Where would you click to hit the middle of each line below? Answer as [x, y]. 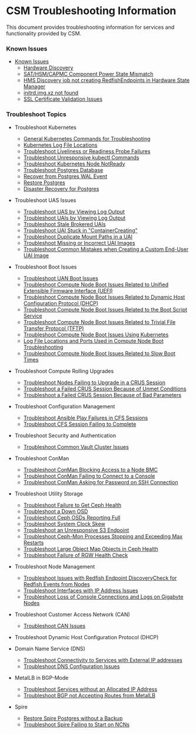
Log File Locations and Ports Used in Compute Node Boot [93, 340]
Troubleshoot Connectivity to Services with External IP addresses [103, 660]
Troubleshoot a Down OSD [56, 511]
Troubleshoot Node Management [55, 566]
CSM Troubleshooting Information [91, 11]
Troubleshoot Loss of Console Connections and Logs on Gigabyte [103, 597]
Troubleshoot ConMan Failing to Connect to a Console [89, 476]
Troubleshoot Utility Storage [49, 494]
